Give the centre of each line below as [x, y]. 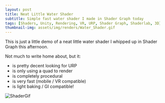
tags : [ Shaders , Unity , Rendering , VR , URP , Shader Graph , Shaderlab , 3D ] [83, 23]
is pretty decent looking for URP [45, 66]
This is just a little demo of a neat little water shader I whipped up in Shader [81, 41]
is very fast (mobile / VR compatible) [49, 82]
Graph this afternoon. [27, 47]
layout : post [18, 10]
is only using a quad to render [42, 71]
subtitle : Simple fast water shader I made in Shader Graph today [74, 19]
